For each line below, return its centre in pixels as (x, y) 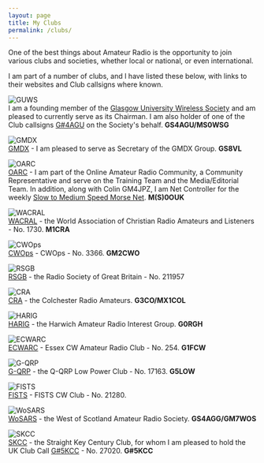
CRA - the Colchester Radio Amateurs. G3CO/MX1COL (97, 301)
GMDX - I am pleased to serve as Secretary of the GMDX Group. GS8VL (125, 149)
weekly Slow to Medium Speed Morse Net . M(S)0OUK (97, 197)
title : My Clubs (35, 23)
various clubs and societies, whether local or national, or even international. (131, 61)
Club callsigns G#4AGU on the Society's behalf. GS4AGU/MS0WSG (119, 125)
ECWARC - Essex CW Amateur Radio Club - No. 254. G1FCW (107, 348)
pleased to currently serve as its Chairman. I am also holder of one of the (127, 117)
